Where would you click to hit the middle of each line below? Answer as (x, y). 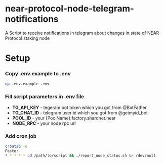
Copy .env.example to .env (38, 74)
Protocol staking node (28, 38)
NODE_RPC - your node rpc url (44, 123)
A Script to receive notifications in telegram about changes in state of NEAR (82, 33)
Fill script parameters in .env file (45, 97)
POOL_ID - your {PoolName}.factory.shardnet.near (64, 118)
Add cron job (21, 136)
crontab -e (16, 146)
